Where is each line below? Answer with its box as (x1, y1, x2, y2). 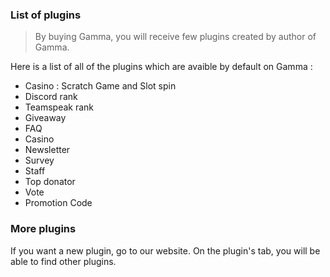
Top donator (24, 176, 76, 188)
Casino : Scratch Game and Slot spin (24, 80, 177, 92)
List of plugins (10, 8, 82, 22)
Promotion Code (24, 197, 93, 209)
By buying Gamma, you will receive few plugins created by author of (34, 31, 317, 43)
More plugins (10, 222, 77, 236)
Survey (24, 154, 55, 167)
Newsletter (24, 144, 71, 156)
